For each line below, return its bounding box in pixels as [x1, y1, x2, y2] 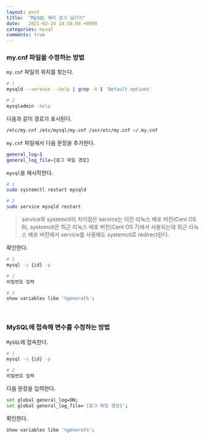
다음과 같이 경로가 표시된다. [6, 115, 73, 122]
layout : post [6, 9, 40, 15]
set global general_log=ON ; [6, 397, 79, 403]
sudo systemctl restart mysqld [6, 187, 87, 193]
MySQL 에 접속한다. [6, 338, 49, 346]
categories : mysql [6, 26, 53, 33]
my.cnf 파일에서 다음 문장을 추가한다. [6, 139, 95, 146]
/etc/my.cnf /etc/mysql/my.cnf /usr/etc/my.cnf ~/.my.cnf [6, 127, 158, 133]
